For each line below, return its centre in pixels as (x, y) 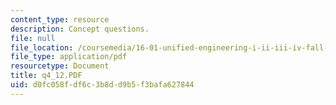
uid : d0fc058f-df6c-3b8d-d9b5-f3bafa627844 (102, 85)
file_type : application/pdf (69, 57)
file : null (33, 38)
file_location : (42, 47)
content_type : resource (60, 19)
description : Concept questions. (80, 29)
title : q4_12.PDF (46, 76)
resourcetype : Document (60, 66)
